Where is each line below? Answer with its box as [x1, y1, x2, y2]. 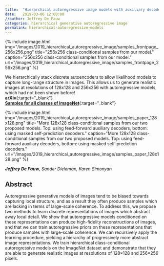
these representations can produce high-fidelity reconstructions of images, [5, 219, 157, 225]
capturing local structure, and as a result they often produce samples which [5, 198, 158, 204]
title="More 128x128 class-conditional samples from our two [26, 120, 148, 126]
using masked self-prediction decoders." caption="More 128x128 [5, 131, 136, 136]
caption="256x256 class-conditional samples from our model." [5, 54, 132, 60]
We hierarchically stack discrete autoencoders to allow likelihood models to [5, 74, 157, 80]
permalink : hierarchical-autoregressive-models [5, 25, 104, 30]
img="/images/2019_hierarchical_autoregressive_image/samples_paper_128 [5, 115, 157, 121]
